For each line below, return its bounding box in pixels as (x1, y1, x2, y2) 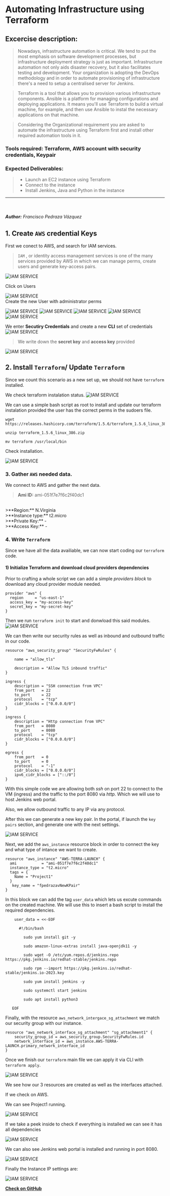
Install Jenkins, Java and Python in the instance (25, 187, 125, 193)
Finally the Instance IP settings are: (5, 1166, 78, 1172)
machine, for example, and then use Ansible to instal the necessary (17, 107, 158, 112)
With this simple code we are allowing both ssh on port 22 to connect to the (5, 786, 163, 792)
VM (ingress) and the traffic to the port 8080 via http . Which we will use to (5, 791, 160, 798)
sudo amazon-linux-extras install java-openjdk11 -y (23, 944, 137, 949)
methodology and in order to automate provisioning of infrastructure (17, 75, 160, 81)
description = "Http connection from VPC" (14, 719, 105, 724)
